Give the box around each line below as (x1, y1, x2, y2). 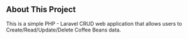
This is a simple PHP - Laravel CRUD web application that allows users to (6, 20, 183, 27)
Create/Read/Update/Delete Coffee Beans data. (6, 26, 121, 33)
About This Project (6, 5, 76, 15)
